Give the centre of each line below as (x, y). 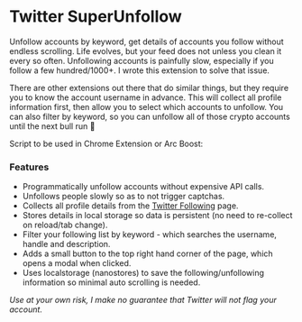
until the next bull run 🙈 (52, 126)
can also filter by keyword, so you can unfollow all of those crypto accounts (150, 116)
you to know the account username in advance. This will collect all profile (146, 97)
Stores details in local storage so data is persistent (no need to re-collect (157, 216)
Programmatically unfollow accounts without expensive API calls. (143, 187)
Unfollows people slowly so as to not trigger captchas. (124, 197)
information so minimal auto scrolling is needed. (111, 282)
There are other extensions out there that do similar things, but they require (149, 87)
